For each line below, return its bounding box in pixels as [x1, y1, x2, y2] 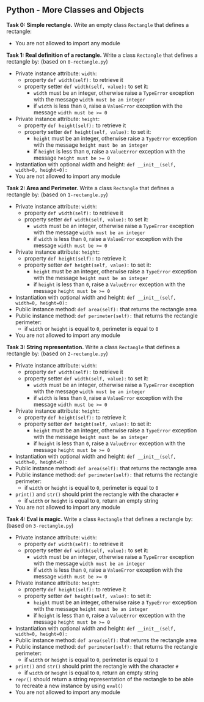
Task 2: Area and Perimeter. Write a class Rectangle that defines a [6, 184, 174, 191]
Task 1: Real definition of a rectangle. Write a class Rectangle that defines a [6, 51, 198, 59]
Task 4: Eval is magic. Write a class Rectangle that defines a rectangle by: [6, 515, 193, 522]
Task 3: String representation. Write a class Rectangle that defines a [6, 343, 180, 350]
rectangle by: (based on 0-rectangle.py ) [6, 57, 108, 65]
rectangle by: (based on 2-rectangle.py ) [6, 350, 108, 357]
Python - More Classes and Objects [6, 5, 145, 15]
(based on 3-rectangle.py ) [6, 522, 74, 529]
